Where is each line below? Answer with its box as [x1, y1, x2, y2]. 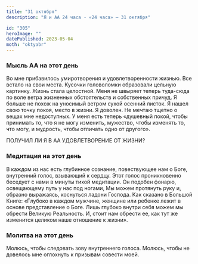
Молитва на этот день [6, 231, 74, 239]
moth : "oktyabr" [6, 42, 47, 48]
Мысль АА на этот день [6, 61, 79, 69]
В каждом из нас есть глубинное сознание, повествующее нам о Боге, [6, 165, 188, 173]
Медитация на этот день [6, 152, 82, 160]
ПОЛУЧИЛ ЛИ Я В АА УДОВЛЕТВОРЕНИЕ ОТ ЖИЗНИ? [6, 137, 146, 144]
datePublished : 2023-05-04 [6, 36, 73, 42]
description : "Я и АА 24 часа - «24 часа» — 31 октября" [6, 14, 151, 20]
